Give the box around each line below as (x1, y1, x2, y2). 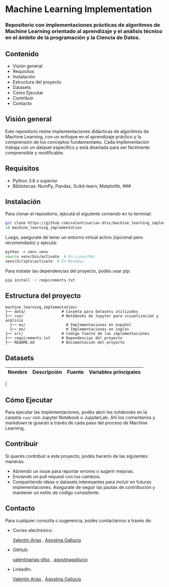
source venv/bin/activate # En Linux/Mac (5, 254, 96, 259)
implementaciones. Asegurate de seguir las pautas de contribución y (12, 484, 155, 490)
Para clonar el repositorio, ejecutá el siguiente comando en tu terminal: (5, 211, 152, 217)
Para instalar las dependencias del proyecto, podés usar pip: (5, 268, 131, 274)
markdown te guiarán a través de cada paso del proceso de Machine (5, 420, 148, 426)
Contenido (5, 49, 39, 58)
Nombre (8, 369, 28, 376)
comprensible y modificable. (5, 149, 64, 155)
